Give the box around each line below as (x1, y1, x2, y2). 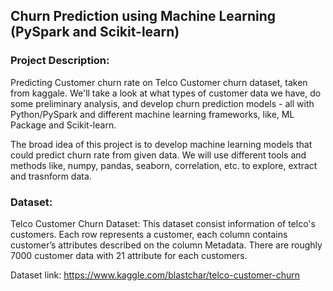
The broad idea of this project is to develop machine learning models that (10, 138, 313, 150)
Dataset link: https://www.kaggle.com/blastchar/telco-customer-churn (10, 269, 301, 281)
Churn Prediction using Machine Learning (10, 8, 277, 25)
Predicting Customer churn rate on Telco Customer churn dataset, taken (10, 76, 308, 88)
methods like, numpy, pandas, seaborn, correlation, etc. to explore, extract (10, 159, 318, 171)
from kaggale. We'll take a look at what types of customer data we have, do (10, 87, 322, 99)
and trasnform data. (10, 170, 92, 182)
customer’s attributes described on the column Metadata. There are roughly (10, 239, 323, 251)
